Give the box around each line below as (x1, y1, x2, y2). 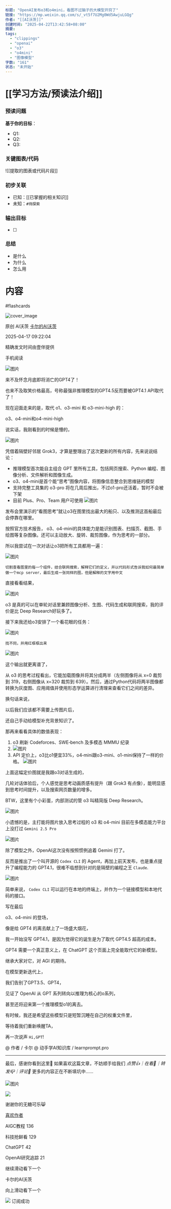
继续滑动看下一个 (5, 1165, 41, 1171)
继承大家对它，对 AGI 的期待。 (5, 957, 69, 964)
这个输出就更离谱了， (5, 661, 50, 667)
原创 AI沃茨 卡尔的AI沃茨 (5, 323, 57, 329)
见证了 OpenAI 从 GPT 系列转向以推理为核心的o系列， (5, 990, 118, 996)
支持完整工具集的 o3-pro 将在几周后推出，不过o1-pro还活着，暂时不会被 (12, 484, 164, 491)
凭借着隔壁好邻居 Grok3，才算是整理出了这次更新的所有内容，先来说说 (5, 448, 154, 454)
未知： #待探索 (12, 200, 40, 207)
